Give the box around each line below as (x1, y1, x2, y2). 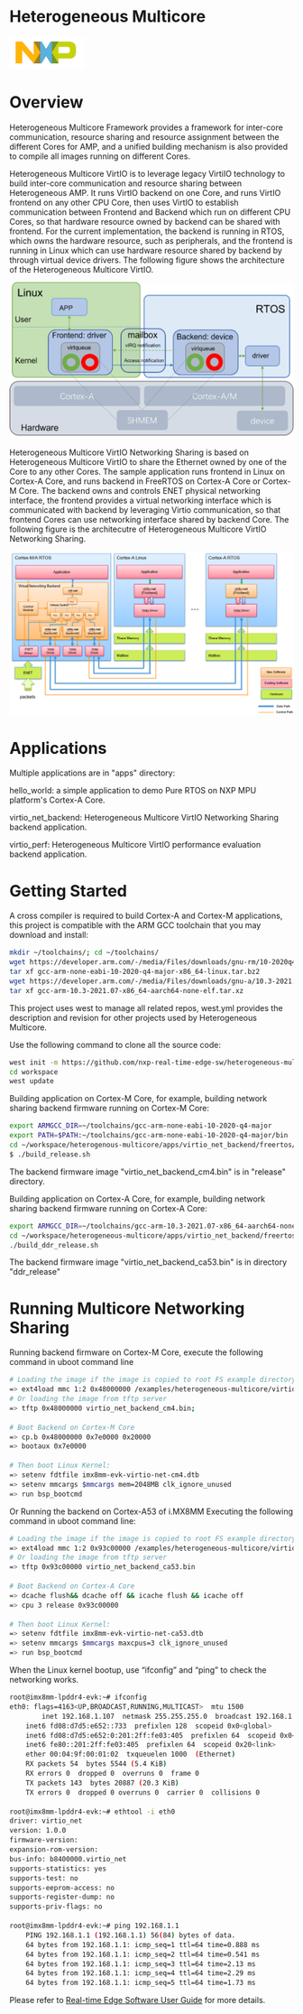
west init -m (9, 1058, 59, 1067)
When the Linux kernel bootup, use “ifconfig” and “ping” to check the (9, 1665, 267, 1675)
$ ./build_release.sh (9, 1149, 91, 1159)
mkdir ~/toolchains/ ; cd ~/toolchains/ (9, 948, 160, 958)
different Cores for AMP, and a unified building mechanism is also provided (9, 141, 289, 152)
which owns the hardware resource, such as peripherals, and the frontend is (9, 235, 293, 246)
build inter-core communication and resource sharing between (9, 178, 243, 189)
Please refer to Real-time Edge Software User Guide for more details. (9, 1995, 266, 2006)
